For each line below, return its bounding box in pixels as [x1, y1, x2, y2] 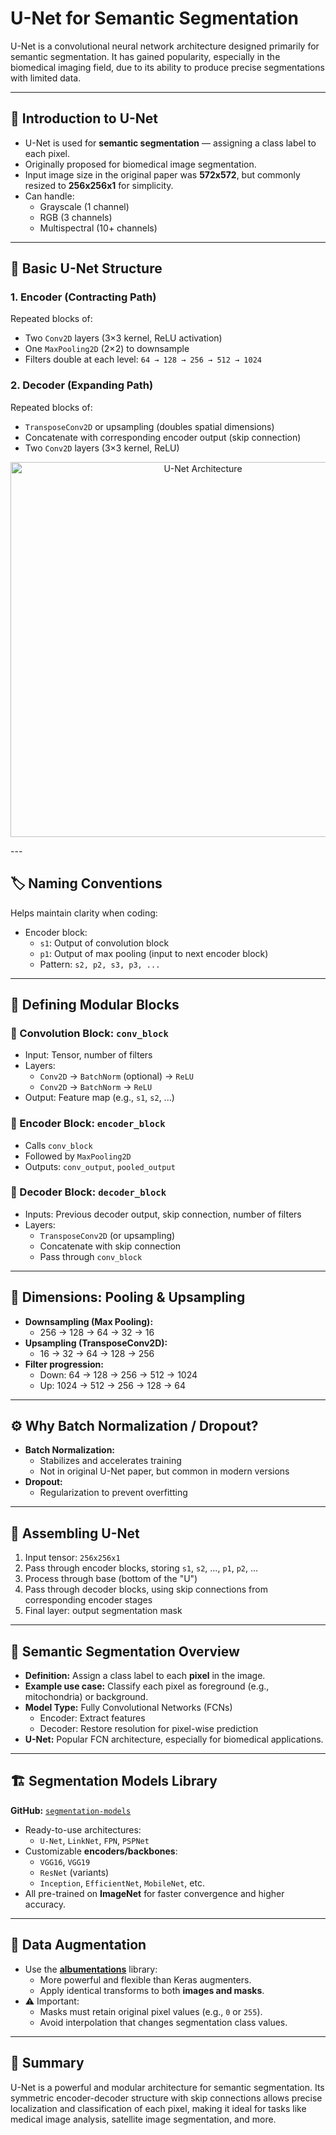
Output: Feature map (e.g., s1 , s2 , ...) [24, 1092, 175, 1104]
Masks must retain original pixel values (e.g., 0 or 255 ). [39, 2005, 263, 2017]
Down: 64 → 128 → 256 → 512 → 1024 [39, 1368, 198, 1381]
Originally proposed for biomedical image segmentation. [24, 158, 257, 170]
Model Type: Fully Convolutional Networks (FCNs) [24, 1702, 233, 1714]
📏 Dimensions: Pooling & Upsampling [10, 1289, 246, 1306]
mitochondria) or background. [24, 1691, 149, 1703]
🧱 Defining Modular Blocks [10, 996, 180, 1013]
